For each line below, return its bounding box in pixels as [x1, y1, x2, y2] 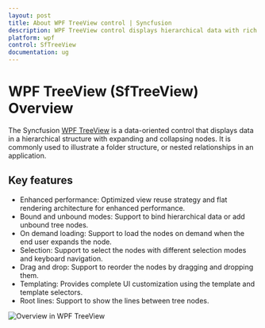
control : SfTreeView [8, 41, 77, 49]
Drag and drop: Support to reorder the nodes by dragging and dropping [19, 262, 254, 272]
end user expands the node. [19, 237, 113, 246]
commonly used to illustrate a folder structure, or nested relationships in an [8, 142, 254, 151]
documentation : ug [8, 48, 69, 56]
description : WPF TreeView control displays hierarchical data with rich [8, 26, 258, 34]
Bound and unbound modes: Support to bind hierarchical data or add [19, 212, 246, 221]
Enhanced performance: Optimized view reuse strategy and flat [19, 195, 228, 204]
